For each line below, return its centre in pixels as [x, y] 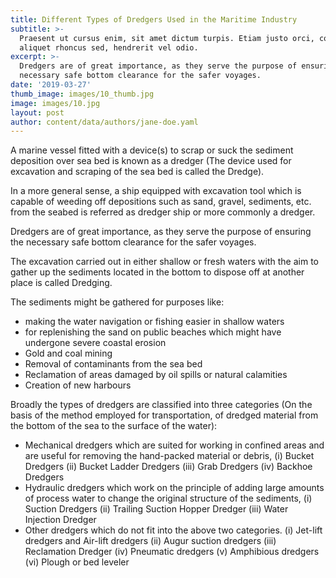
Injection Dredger [60, 520]
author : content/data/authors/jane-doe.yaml [104, 122]
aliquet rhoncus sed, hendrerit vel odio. [109, 47]
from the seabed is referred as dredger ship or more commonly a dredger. [163, 212]
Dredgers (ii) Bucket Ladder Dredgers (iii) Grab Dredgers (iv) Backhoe [168, 467]
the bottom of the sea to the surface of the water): [114, 426]
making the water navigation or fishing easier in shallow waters [154, 322]
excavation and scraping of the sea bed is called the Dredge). [137, 172]
